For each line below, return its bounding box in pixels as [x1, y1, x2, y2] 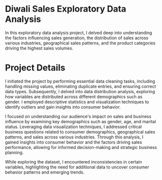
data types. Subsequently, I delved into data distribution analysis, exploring [5, 88, 155, 94]
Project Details [5, 62, 65, 73]
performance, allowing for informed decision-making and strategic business [5, 144, 157, 150]
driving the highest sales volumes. [5, 45, 74, 51]
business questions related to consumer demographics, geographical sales [5, 129, 155, 134]
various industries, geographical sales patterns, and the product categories [5, 40, 156, 46]
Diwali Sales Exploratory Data [5, 3, 127, 15]
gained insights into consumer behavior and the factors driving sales [5, 139, 142, 145]
